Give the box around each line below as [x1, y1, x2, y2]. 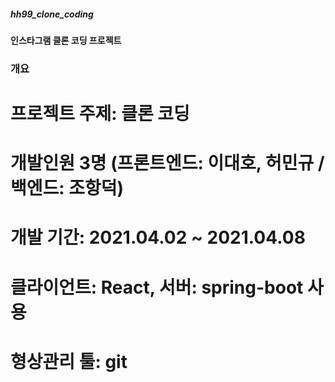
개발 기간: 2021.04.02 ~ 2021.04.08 [10, 226, 306, 249]
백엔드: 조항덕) [10, 177, 125, 200]
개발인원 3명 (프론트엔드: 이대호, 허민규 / [10, 152, 325, 175]
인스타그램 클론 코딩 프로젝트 [10, 34, 122, 46]
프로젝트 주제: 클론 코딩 [10, 103, 190, 125]
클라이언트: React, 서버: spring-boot [10, 276, 304, 299]
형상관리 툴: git [10, 350, 128, 373]
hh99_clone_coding [10, 8, 94, 20]
